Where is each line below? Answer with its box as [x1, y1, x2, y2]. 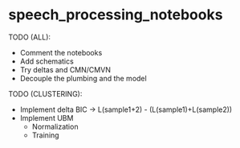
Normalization [31, 121, 79, 131]
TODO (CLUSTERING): [8, 88, 83, 98]
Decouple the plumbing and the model [19, 73, 147, 83]
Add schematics [19, 56, 74, 66]
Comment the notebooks [19, 47, 103, 57]
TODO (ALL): [8, 32, 51, 42]
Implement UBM [19, 113, 74, 122]
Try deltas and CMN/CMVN [19, 64, 111, 74]
